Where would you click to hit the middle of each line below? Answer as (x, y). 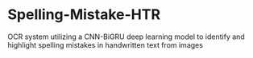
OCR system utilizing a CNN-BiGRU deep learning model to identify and (126, 37)
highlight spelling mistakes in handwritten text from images (105, 44)
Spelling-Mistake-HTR (84, 15)
